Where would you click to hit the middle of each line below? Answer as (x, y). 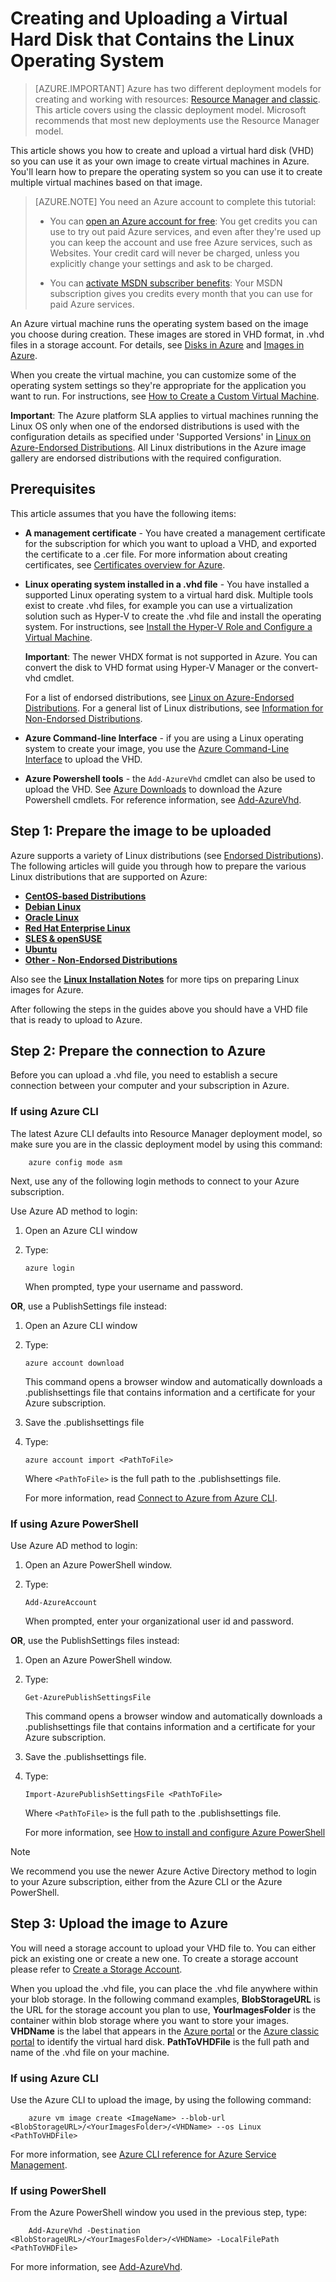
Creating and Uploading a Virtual (149, 18)
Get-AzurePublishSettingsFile (88, 1697)
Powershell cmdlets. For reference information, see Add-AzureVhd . (163, 799)
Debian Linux (53, 906)
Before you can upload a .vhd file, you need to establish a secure (144, 1075)
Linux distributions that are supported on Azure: (109, 876)
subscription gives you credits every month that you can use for (181, 293)
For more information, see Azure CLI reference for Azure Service (143, 2154)
